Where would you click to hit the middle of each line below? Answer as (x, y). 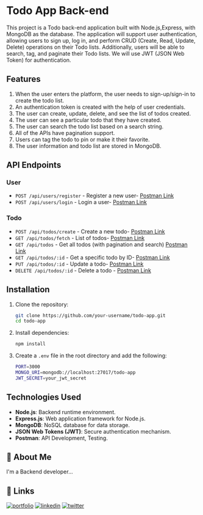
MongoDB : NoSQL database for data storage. (72, 425)
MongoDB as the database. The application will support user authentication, (102, 34)
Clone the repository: (42, 304)
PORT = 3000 (28, 367)
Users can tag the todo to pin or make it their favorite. (83, 139)
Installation (28, 290)
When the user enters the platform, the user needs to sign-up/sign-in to (105, 94)
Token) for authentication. (39, 60)
